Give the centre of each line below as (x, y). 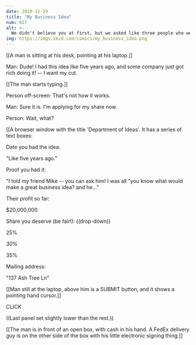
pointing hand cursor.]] (34, 295)
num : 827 (17, 22)
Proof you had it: (26, 170)
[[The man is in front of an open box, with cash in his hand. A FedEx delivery (98, 329)
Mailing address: (26, 266)
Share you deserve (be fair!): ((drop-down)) (58, 221)
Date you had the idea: (33, 147)
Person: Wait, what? (30, 118)
